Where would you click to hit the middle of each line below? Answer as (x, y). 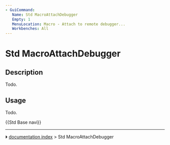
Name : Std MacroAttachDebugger (45, 15)
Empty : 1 (21, 19)
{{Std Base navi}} (23, 122)
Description (24, 72)
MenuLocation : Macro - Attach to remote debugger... (69, 24)
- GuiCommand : (20, 10)
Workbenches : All (30, 29)
